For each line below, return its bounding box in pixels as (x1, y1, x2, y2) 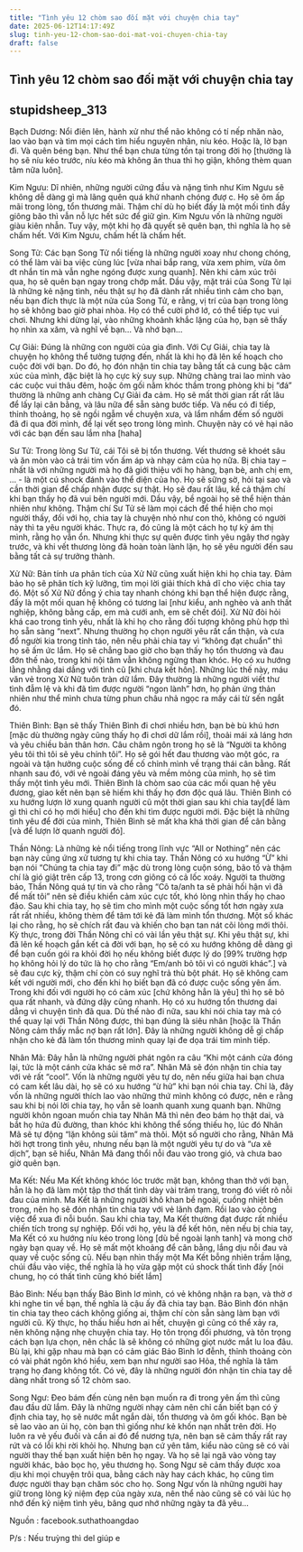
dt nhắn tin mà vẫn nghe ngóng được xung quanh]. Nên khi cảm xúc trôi (9, 267, 277, 278)
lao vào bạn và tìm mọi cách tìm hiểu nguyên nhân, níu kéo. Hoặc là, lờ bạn (9, 136, 288, 147)
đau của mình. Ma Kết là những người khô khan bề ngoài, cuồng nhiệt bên (9, 1195, 284, 1206)
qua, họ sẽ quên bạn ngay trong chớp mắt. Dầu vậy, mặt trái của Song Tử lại (9, 276, 291, 287)
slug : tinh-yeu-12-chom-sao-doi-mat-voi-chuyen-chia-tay (9, 30, 228, 39)
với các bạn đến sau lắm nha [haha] (9, 428, 142, 439)
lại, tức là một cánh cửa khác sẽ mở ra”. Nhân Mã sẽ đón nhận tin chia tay (9, 1062, 282, 1073)
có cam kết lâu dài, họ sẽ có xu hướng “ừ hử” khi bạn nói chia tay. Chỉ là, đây (9, 1081, 294, 1092)
